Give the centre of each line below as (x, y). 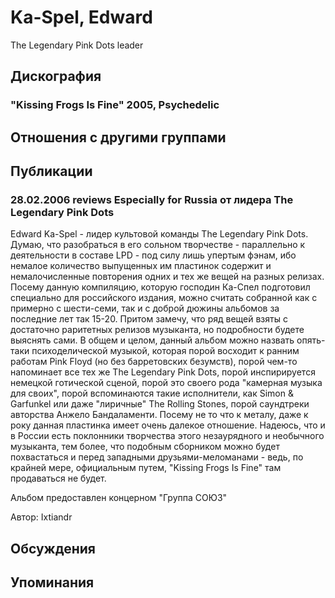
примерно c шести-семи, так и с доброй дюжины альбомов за (145, 308)
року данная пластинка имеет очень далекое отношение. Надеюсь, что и (168, 425)
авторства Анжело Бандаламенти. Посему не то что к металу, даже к (159, 415)
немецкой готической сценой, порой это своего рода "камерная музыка (166, 383)
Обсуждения (53, 548)
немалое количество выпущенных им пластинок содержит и (141, 266)
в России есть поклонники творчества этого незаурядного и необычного (167, 436)
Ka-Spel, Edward (81, 17)
